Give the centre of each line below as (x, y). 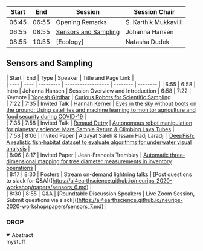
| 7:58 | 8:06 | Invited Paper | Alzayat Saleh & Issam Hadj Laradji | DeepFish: (100, 135)
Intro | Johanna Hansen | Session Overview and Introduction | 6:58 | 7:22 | (99, 91)
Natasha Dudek (148, 42)
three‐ (178, 155)
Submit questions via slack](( (43, 200)
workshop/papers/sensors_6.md (47, 187)
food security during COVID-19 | (46, 116)
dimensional (21, 161)
